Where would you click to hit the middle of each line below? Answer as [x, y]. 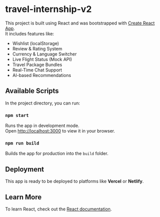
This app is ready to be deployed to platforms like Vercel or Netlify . [75, 181]
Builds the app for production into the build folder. [57, 153]
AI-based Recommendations [42, 75]
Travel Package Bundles [37, 64]
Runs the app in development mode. [42, 125]
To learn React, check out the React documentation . [59, 209]
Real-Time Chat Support [37, 70]
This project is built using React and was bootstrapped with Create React [80, 23]
